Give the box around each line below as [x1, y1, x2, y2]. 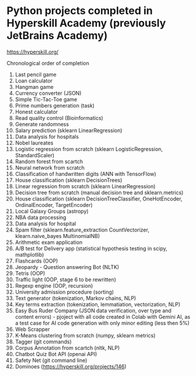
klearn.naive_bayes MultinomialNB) [15, 232, 100, 239]
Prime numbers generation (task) [15, 102, 95, 109]
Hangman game [15, 83, 54, 90]
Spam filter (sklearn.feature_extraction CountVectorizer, [15, 226, 149, 233]
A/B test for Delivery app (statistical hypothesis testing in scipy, [15, 244, 168, 252]
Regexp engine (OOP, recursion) [15, 282, 93, 289]
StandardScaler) [15, 151, 55, 158]
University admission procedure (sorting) [15, 288, 114, 295]
